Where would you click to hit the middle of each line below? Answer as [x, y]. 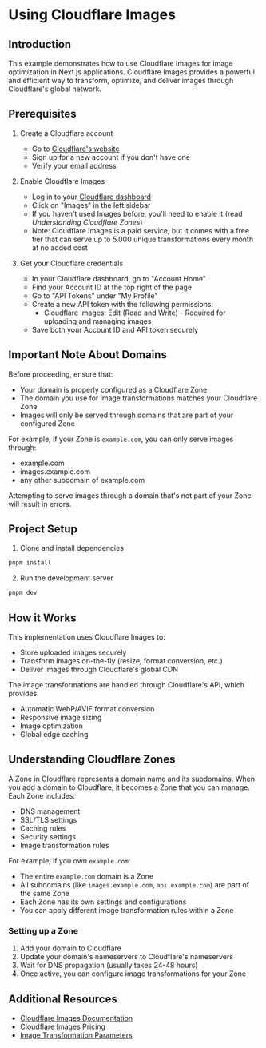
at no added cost [60, 247]
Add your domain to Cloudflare [70, 948]
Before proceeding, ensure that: [61, 374]
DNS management [50, 811]
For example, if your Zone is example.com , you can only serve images [121, 439]
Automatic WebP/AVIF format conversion [87, 709]
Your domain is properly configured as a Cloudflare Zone [113, 389]
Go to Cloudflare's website [75, 149]
